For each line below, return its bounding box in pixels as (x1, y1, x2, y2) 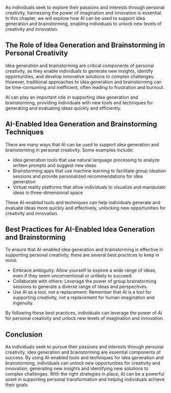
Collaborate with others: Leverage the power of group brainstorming (12, 278, 157, 285)
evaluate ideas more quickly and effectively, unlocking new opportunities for (5, 205, 166, 211)
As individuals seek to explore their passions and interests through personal (5, 5, 165, 10)
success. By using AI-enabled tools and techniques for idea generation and (5, 355, 164, 361)
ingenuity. (12, 300, 34, 306)
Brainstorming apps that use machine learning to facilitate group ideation (12, 167, 166, 173)
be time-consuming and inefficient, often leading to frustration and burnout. (5, 84, 165, 90)
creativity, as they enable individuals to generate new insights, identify (5, 68, 153, 74)
